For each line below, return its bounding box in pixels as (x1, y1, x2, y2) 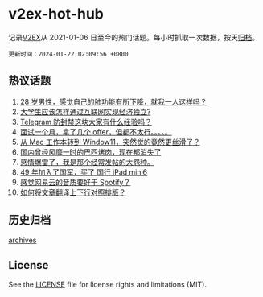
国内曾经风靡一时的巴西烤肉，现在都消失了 (19, 146, 162, 157)
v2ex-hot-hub (8, 5, 105, 23)
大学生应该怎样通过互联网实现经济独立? (19, 106, 151, 117)
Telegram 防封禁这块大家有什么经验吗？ (19, 117, 153, 126)
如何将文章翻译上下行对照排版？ (19, 187, 126, 197)
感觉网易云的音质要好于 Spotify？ (19, 177, 131, 187)
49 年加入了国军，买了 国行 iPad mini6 (19, 167, 148, 177)
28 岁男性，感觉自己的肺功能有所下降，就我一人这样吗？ (19, 97, 208, 106)
